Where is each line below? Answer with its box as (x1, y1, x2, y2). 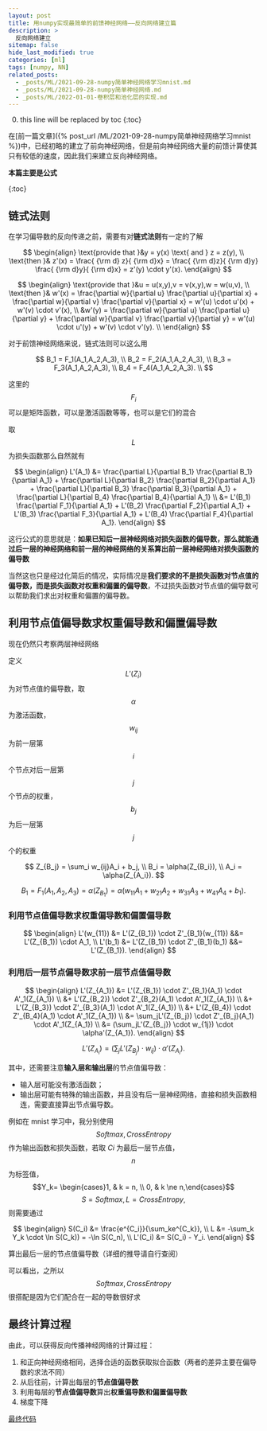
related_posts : (8, 71, 59, 79)
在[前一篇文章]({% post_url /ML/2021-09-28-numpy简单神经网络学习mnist (8, 131, 252, 141)
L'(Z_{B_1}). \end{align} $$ (91, 946, 176, 955)
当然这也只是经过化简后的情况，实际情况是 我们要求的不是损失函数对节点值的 (8, 571, 259, 580)
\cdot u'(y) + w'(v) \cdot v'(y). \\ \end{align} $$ (56, 322, 211, 332)
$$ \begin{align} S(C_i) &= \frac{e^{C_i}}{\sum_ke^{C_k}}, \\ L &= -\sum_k (13, 1223, 254, 1234)
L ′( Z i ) (125, 669, 142, 680)
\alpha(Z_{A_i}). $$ (102, 871, 165, 880)
